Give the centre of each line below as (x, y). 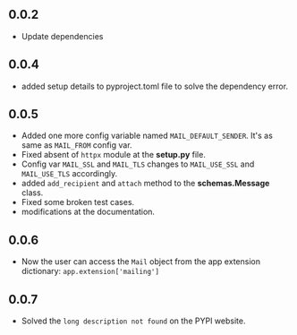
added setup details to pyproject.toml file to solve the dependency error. (154, 86)
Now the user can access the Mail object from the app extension (141, 262)
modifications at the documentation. (88, 212)
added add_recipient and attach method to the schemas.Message (145, 184)
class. (32, 193)
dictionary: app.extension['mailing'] (90, 271)
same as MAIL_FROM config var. (76, 145)
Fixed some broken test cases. (78, 202)
